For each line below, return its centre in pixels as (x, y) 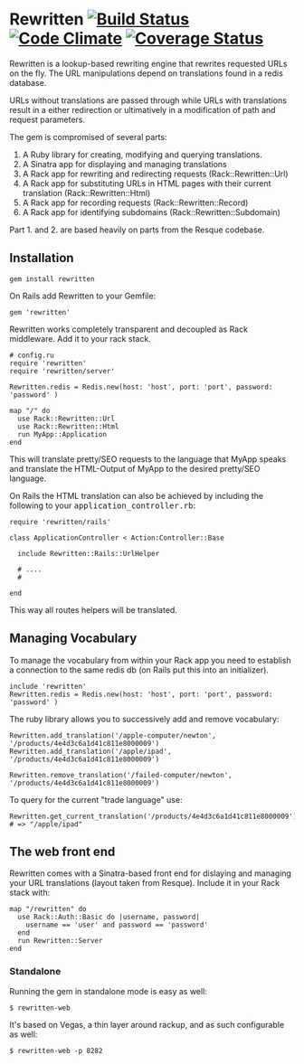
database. (28, 82)
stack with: (30, 893)
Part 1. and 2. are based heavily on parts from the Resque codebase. (137, 230)
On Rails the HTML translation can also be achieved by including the (137, 495)
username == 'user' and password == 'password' (117, 925)
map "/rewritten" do (48, 909)
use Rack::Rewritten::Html (68, 426)
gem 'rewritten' (40, 312)
